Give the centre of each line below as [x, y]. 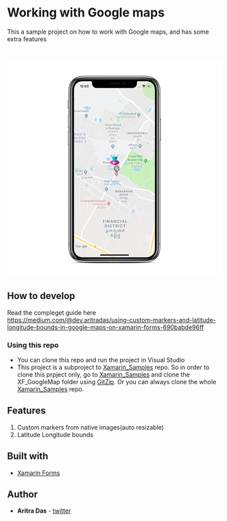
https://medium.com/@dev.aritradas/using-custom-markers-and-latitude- [111, 320]
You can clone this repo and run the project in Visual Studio [101, 360]
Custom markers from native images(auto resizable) [91, 427]
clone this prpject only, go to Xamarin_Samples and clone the [103, 375]
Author [22, 495]
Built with [28, 456]
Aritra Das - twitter [44, 511]
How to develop [41, 296]
